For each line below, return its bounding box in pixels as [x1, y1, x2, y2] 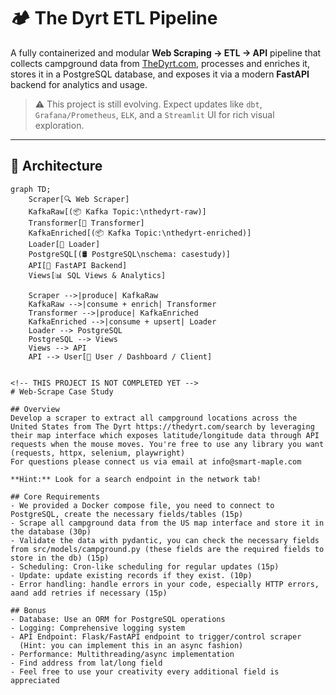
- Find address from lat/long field [10, 658, 163, 668]
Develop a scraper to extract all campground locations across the [10, 413, 298, 423]
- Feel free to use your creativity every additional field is [10, 666, 280, 677]
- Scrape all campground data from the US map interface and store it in [10, 518, 325, 528]
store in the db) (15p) [10, 553, 110, 563]
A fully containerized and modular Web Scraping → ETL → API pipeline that [10, 46, 322, 59]
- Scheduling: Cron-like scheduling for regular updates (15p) [10, 561, 280, 572]
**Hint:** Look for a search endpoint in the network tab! [10, 474, 262, 484]
